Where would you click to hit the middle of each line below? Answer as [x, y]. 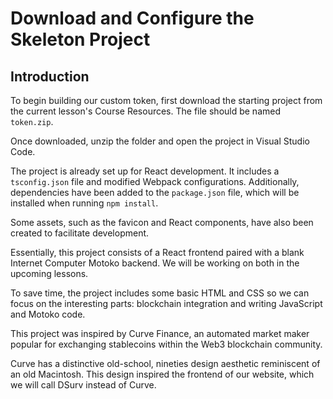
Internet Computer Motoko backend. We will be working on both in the [155, 263]
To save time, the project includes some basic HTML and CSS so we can [160, 293]
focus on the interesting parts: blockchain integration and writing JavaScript [166, 303]
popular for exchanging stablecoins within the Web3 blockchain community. [166, 344]
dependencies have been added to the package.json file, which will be [155, 192]
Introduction [50, 76]
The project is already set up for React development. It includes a [145, 171]
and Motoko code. [48, 314]
